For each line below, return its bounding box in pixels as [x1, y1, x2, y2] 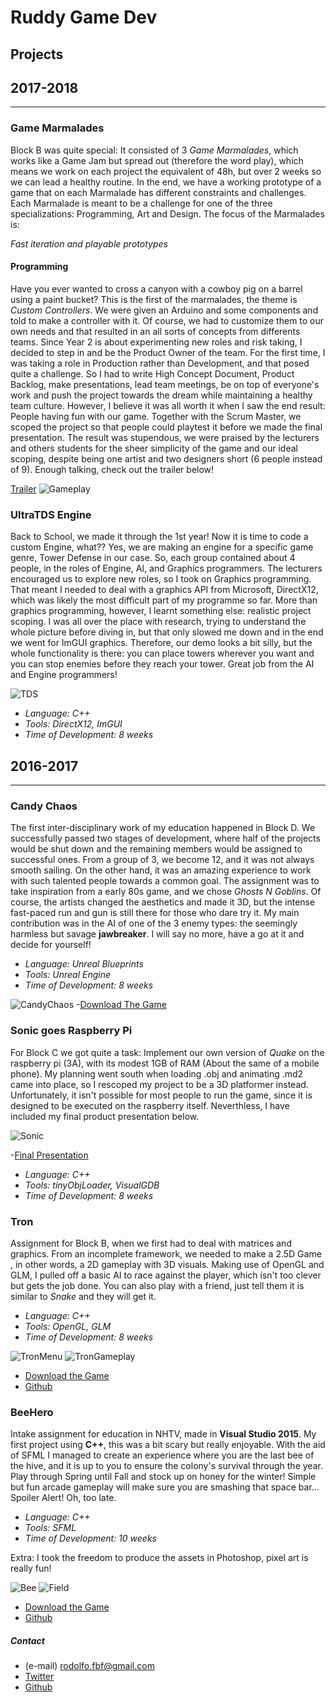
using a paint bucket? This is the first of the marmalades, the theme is [10, 293, 298, 305]
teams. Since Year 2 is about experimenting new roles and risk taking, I [10, 336, 303, 348]
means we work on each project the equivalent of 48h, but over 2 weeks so [10, 165, 322, 177]
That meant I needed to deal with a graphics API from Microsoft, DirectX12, [10, 584, 319, 596]
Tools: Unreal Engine [24, 969, 112, 981]
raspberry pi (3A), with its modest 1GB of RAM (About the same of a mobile [10, 1057, 320, 1069]
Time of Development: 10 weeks [24, 1532, 158, 1545]
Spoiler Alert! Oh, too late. [10, 1492, 117, 1504]
